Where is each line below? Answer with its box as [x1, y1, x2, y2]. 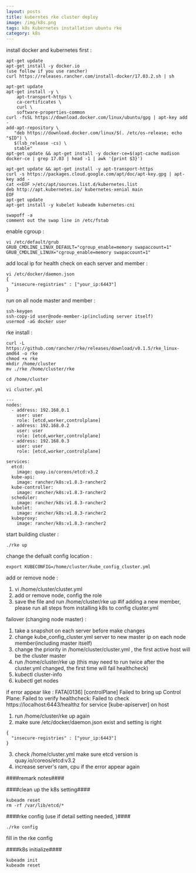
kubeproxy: [11, 515, 38, 521]
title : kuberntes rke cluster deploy [6, 14, 99, 20]
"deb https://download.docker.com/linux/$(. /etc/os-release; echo [13, 130, 183, 136]
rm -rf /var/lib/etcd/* [6, 802, 65, 809]
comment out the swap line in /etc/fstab [6, 218, 109, 224]
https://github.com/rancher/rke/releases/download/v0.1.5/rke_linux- [6, 345, 180, 352]
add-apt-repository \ [6, 125, 59, 131]
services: [6, 459, 31, 465]
